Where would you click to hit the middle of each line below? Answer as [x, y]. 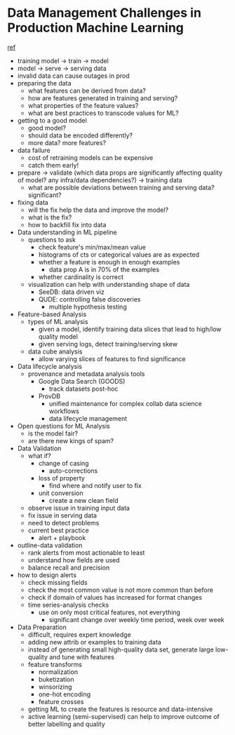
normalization [58, 672]
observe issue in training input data [79, 508]
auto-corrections [73, 471]
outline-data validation [50, 545]
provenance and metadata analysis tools [86, 374]
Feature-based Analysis [52, 314]
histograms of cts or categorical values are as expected [119, 255]
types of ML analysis [58, 321]
